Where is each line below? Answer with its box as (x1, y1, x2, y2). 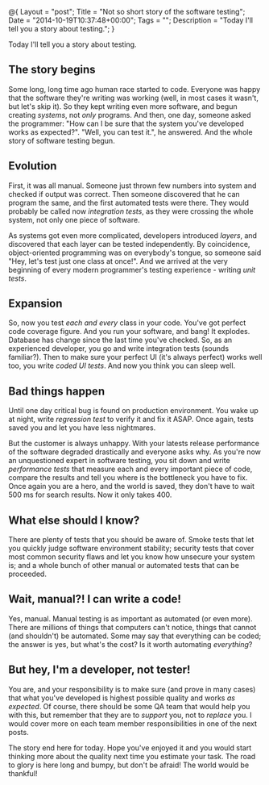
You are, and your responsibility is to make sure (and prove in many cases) (8, 684, 256, 694)
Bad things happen (8, 384, 106, 398)
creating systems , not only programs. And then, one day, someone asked (8, 110, 251, 119)
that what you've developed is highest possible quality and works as (8, 693, 236, 703)
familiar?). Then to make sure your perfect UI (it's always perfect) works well (8, 353, 263, 362)
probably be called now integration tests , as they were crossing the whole (8, 206, 254, 216)
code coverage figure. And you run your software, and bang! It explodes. (8, 327, 250, 336)
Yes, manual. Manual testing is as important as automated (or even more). (8, 613, 253, 624)
